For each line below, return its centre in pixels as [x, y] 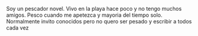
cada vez [17, 28]
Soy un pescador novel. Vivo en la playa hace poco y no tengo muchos [94, 9]
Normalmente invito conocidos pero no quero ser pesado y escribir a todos [99, 21]
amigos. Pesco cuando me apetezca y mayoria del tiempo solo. [85, 15]
